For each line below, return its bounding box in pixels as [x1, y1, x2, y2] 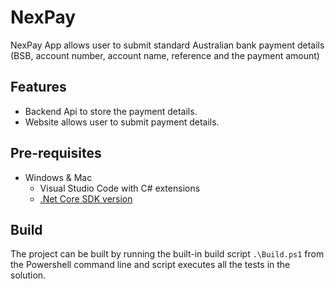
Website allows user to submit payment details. [24, 116, 220, 128]
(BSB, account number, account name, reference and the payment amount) [10, 49, 320, 61]
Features [10, 79, 67, 96]
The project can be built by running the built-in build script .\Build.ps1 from [10, 248, 325, 260]
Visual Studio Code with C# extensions [39, 182, 201, 194]
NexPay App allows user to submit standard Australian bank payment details [10, 39, 325, 51]
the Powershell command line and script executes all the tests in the [10, 259, 291, 271]
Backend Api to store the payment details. [24, 105, 198, 117]
